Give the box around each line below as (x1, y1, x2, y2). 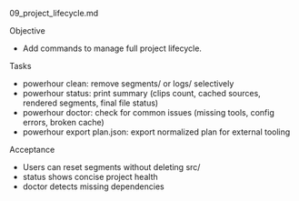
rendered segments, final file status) (22, 97, 159, 108)
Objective (9, 25, 45, 35)
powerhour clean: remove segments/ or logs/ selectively (22, 78, 234, 89)
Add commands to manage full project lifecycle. (22, 43, 203, 54)
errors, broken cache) (22, 117, 105, 127)
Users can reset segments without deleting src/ (22, 162, 201, 172)
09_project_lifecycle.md (9, 8, 99, 18)
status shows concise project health (22, 172, 158, 182)
